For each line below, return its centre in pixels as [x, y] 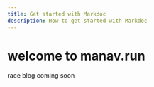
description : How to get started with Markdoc [77, 21]
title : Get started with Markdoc [57, 14]
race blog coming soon [41, 76]
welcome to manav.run [76, 56]
